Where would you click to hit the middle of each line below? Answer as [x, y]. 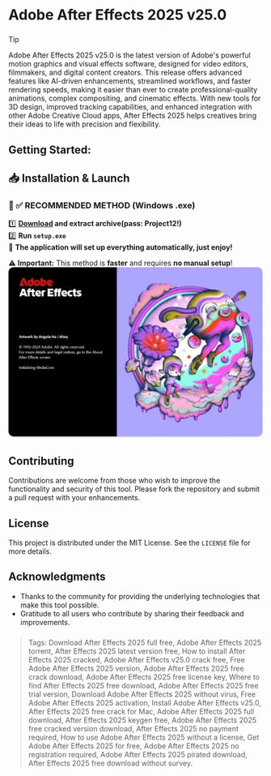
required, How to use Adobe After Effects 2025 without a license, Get [144, 737]
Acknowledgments [57, 577]
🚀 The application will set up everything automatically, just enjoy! [121, 247]
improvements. [45, 622]
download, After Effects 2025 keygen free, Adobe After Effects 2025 [142, 720]
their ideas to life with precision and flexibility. [85, 124]
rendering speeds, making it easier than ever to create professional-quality [133, 90]
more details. [30, 551]
